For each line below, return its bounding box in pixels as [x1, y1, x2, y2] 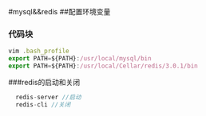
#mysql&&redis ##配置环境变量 [8, 7, 111, 16]
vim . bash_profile [8, 47, 69, 56]
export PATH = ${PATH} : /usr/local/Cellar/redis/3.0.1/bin [8, 62, 198, 70]
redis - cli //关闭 [15, 100, 71, 109]
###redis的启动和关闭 [8, 77, 81, 87]
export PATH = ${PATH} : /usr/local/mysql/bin [8, 55, 152, 63]
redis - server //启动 [15, 93, 81, 101]
